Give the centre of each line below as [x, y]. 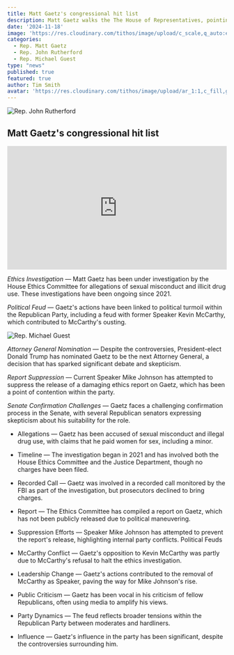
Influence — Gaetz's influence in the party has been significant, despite [120, 637]
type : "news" [26, 65]
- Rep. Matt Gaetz [40, 46]
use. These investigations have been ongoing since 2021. [89, 294]
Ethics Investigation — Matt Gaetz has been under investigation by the [108, 279]
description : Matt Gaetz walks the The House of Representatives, [106, 20]
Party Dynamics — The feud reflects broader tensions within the [109, 616]
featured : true [29, 78]
